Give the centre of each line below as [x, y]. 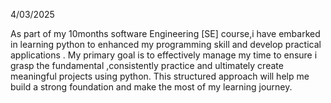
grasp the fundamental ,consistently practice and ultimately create [147, 65]
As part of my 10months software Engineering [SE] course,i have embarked [165, 33]
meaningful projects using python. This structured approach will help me [160, 76]
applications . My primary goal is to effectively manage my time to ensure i [164, 55]
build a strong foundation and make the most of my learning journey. [151, 87]
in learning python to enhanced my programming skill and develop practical [166, 44]
